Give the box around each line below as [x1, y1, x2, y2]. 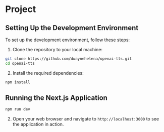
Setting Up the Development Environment [5, 24, 139, 32]
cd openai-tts [5, 61, 35, 66]
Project [5, 4, 36, 15]
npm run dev [5, 107, 30, 112]
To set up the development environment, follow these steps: [5, 37, 130, 43]
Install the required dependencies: [12, 70, 84, 76]
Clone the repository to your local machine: [12, 47, 102, 52]
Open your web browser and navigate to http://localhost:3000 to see [12, 116, 159, 122]
